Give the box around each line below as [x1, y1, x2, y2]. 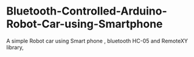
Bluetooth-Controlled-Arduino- [6, 4, 167, 18]
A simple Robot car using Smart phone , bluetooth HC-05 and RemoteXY [6, 37, 189, 44]
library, [6, 44, 24, 51]
